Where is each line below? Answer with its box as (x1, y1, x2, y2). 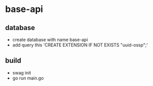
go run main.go (12, 75, 44, 81)
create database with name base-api (12, 36, 88, 42)
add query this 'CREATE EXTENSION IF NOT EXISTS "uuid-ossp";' (12, 42, 149, 48)
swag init (12, 69, 31, 75)
